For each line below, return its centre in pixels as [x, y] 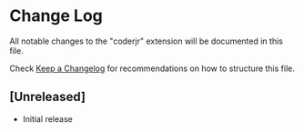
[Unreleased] [48, 97]
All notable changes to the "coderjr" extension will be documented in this [147, 41]
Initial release [47, 118]
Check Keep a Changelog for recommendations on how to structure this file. [152, 68]
